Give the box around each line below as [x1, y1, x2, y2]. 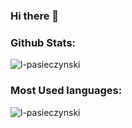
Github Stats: [10, 35, 77, 49]
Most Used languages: [10, 84, 123, 98]
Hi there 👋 [10, 9, 60, 23]
